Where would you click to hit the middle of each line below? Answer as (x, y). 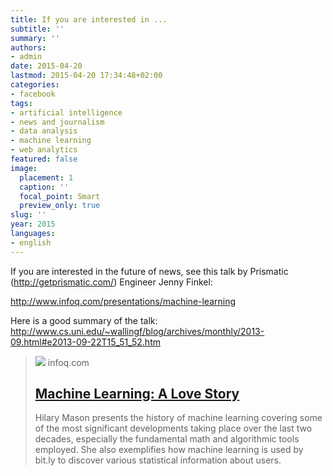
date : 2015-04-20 (46, 66)
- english (31, 242)
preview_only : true (60, 206)
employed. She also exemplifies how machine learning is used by (169, 450)
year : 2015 (33, 224)
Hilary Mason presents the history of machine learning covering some (178, 418)
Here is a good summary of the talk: (84, 320)
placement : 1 (46, 177)
